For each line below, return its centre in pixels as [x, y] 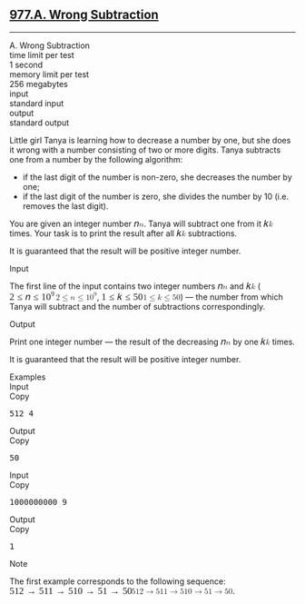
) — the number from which [231, 297]
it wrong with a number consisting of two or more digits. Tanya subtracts [145, 150]
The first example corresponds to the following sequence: [118, 581]
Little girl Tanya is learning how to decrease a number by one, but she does [150, 140]
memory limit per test [49, 74]
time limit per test [42, 54]
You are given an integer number [71, 223]
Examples [28, 377]
